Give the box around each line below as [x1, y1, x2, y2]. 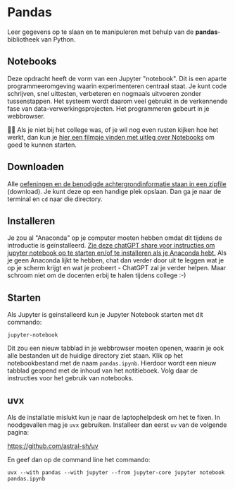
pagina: [7, 428, 30, 436]
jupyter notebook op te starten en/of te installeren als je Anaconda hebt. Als [7, 248, 227, 258]
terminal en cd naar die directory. [7, 195, 103, 203]
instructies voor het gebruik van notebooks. [7, 374, 134, 382]
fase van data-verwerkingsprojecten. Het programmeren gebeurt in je [7, 104, 210, 113]
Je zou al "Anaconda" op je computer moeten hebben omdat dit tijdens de [7, 234, 223, 242]
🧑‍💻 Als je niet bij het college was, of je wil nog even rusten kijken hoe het [7, 125, 219, 134]
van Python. [41, 35, 76, 43]
